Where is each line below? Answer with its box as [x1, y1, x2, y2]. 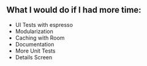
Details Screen [15, 53, 53, 61]
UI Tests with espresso [15, 21, 73, 28]
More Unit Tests [15, 47, 56, 54]
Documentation [15, 40, 55, 48]
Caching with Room [15, 34, 65, 42]
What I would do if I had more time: [6, 5, 142, 15]
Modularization [15, 28, 53, 35]
